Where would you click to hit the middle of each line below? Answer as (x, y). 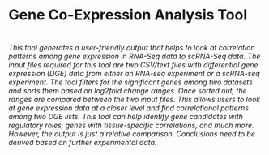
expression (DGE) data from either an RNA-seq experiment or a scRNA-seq (134, 74)
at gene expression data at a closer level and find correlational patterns (129, 108)
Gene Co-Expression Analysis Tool (128, 15)
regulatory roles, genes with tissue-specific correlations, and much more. (131, 125)
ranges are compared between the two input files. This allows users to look (134, 100)
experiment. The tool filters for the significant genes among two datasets (130, 82)
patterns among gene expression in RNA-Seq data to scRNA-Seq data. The (134, 56)
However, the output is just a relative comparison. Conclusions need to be (132, 134)
